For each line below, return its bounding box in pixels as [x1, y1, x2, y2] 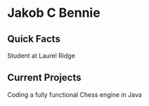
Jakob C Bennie [7, 5, 101, 21]
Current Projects [7, 72, 82, 84]
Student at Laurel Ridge [7, 51, 76, 60]
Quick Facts [7, 33, 61, 45]
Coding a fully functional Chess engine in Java [7, 90, 142, 99]
